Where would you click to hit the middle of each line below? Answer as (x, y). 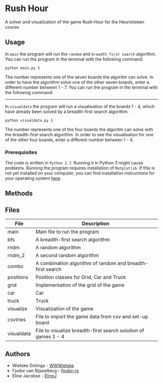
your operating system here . (33, 178)
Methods (19, 194)
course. (13, 27)
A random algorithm (58, 248)
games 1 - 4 (50, 336)
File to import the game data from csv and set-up (92, 317)
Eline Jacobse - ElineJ (34, 376)
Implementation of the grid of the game (80, 285)
